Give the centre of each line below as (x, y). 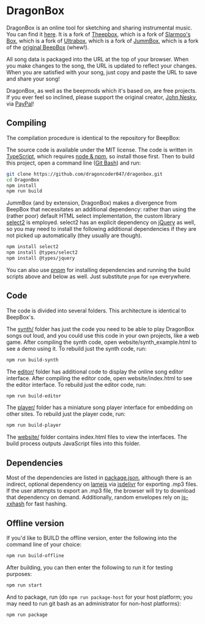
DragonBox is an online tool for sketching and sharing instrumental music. (99, 28)
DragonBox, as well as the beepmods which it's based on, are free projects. (102, 90)
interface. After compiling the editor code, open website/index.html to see (99, 378)
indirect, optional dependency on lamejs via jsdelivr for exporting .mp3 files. (102, 484)
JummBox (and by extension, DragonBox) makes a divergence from (92, 203)
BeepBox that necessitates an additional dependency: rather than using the (101, 209)
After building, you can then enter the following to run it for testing (90, 567)
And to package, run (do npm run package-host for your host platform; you (99, 597)
